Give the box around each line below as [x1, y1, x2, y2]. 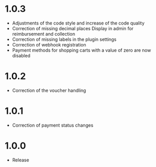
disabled [12, 52, 31, 59]
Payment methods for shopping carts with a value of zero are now [12, 47, 151, 53]
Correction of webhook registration [12, 41, 86, 47]
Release [12, 157, 29, 163]
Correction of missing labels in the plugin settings [12, 36, 117, 42]
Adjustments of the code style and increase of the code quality [12, 20, 145, 26]
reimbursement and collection [12, 31, 75, 37]
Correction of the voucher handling [12, 87, 86, 93]
